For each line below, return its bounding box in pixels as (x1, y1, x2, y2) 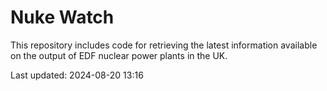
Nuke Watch (10, 6, 115, 29)
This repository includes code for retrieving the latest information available (10, 39, 318, 51)
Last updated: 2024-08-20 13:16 (10, 69, 144, 81)
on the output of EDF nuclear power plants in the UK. (10, 49, 228, 61)
